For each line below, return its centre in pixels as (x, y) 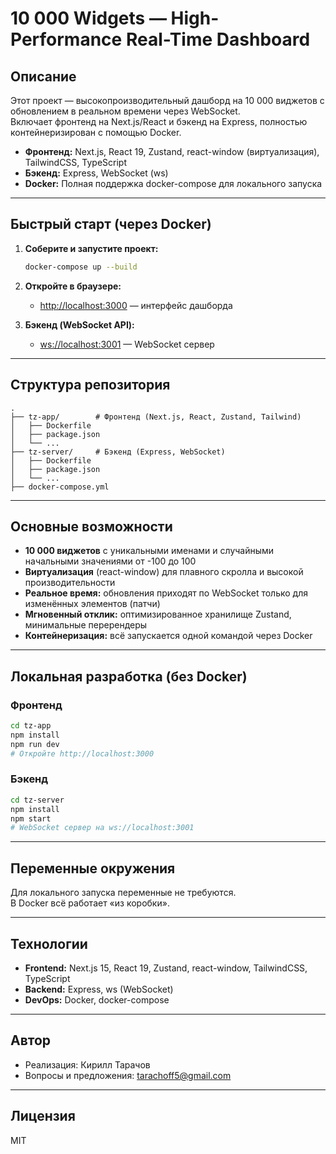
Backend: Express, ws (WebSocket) (99, 989)
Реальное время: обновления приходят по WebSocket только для (166, 593)
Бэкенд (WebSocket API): (79, 324)
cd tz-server (37, 800)
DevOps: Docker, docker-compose (97, 999)
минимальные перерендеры (86, 625)
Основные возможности (91, 526)
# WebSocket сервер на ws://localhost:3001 (102, 828)
